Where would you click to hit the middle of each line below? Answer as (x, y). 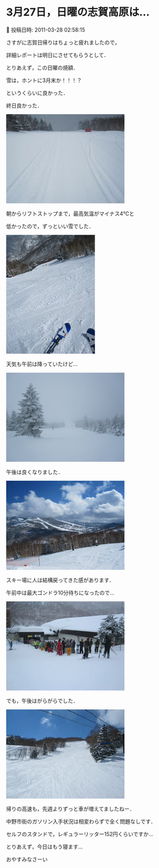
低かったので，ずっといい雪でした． (50, 226)
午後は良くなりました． (35, 472)
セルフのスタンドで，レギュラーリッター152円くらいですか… (80, 834)
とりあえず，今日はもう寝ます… (44, 847)
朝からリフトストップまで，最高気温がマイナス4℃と (70, 213)
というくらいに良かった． (37, 93)
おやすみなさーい (27, 859)
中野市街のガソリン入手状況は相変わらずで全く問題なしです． (81, 821)
